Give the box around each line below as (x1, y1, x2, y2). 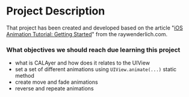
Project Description (6, 4, 105, 18)
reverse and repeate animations (14, 85, 94, 92)
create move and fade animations (14, 78, 98, 86)
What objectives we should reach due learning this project (6, 45, 181, 54)
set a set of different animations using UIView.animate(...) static (14, 66, 177, 73)
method (14, 72, 35, 80)
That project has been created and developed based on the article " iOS (6, 24, 184, 31)
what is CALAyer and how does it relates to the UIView (14, 59, 150, 67)
